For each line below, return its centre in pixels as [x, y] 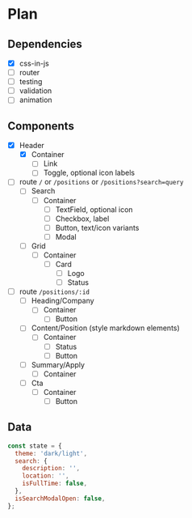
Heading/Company [63, 301]
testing [31, 82]
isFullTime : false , [55, 484]
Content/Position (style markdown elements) [106, 328]
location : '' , [46, 476]
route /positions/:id [54, 291]
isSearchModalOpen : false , [60, 499]
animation [36, 100]
